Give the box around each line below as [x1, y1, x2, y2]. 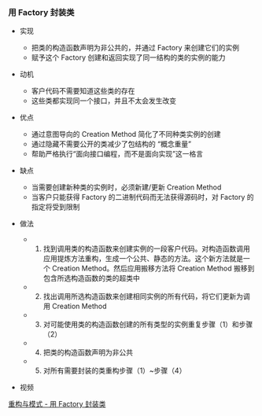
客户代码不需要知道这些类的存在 [31, 87, 135, 96]
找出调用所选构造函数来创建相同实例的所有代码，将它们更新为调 [42, 292, 250, 301]
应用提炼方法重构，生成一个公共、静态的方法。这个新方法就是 [42, 254, 244, 263]
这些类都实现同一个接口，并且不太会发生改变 [31, 96, 177, 105]
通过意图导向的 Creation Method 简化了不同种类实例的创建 [31, 130, 222, 139]
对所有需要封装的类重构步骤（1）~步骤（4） [42, 366, 186, 375]
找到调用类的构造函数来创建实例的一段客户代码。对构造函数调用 [42, 244, 250, 253]
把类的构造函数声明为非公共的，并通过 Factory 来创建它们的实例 [31, 43, 240, 53]
